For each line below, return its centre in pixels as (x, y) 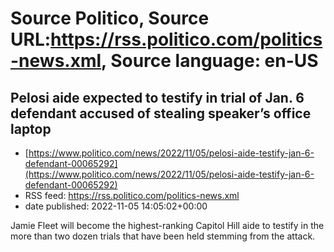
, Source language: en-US (210, 61)
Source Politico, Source (110, 18)
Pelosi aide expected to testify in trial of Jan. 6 (157, 97)
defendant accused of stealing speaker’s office (161, 113)
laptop (31, 128)
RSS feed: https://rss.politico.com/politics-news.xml (132, 195)
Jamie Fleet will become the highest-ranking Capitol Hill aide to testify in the (167, 225)
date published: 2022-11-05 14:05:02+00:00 (116, 206)
